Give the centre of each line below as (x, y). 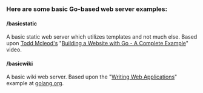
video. (14, 50)
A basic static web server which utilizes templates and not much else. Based (102, 37)
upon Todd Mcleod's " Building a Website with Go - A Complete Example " (98, 43)
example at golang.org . (35, 83)
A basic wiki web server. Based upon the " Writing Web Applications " (92, 77)
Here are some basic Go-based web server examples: (87, 9)
